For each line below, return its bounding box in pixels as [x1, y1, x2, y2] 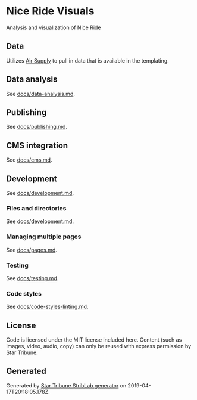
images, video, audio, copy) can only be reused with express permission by [6, 343, 192, 349]
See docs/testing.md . [6, 274, 59, 281]
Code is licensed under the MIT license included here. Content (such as [6, 336, 182, 343]
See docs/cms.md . [6, 156, 52, 163]
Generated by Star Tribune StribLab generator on [6, 382, 127, 389]
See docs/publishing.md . [6, 123, 67, 131]
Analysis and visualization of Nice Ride [6, 24, 101, 31]
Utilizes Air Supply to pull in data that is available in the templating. [6, 57, 170, 64]
